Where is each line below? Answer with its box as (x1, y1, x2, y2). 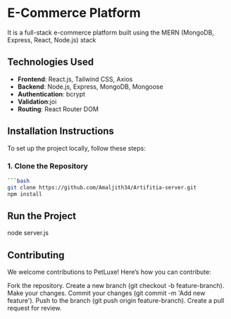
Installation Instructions (7, 125, 115, 137)
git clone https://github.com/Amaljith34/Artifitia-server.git (7, 184, 197, 191)
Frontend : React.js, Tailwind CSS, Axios (17, 75, 133, 83)
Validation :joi (17, 97, 57, 106)
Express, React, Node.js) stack (7, 35, 96, 44)
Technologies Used (7, 56, 94, 68)
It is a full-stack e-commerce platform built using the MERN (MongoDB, (7, 28, 215, 37)
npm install (7, 190, 42, 198)
